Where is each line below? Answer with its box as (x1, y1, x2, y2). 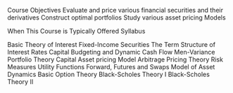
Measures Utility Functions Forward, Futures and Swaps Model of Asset (7, 63, 215, 71)
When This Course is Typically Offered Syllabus (7, 27, 146, 35)
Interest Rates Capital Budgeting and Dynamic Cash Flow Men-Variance (7, 48, 215, 56)
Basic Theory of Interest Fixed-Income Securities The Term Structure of (7, 41, 216, 48)
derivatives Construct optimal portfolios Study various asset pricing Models (7, 13, 227, 22)
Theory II (7, 78, 34, 86)
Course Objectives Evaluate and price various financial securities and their (7, 6, 224, 14)
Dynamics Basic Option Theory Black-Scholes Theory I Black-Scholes (7, 70, 210, 78)
